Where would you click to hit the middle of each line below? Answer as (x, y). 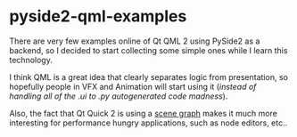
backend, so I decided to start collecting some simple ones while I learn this (148, 50)
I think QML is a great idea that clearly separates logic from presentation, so (148, 77)
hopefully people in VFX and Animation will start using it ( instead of (133, 86)
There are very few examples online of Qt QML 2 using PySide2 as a (135, 41)
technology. (31, 60)
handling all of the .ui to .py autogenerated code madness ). (119, 96)
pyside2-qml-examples (98, 16)
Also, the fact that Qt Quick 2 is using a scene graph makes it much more (144, 113)
